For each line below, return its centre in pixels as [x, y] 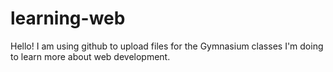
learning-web [68, 18]
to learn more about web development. [90, 56]
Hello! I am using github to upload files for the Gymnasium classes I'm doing [167, 46]
